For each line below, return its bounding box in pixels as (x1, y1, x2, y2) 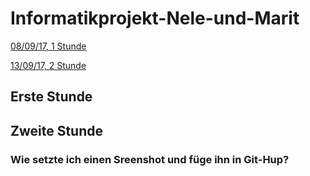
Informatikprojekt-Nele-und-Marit (10, 7, 300, 30)
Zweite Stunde (10, 122, 104, 139)
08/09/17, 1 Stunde (10, 40, 87, 52)
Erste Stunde (10, 88, 93, 106)
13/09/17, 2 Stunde (10, 59, 87, 71)
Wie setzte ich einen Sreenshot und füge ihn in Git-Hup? (10, 152, 290, 166)
